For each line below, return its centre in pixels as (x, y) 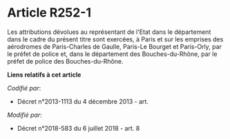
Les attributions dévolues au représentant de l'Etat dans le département (109, 32)
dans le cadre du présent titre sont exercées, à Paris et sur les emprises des (115, 39)
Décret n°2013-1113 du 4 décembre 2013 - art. (83, 101)
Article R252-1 (49, 13)
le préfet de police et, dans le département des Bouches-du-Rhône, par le (112, 54)
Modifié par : (25, 115)
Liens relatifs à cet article (44, 75)
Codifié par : (24, 88)
